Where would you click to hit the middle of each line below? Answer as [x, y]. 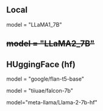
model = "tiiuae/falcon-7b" [40, 91]
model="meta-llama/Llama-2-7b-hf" [52, 103]
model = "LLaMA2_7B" [51, 44]
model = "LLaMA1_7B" [34, 24]
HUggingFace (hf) [41, 64]
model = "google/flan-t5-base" [45, 79]
